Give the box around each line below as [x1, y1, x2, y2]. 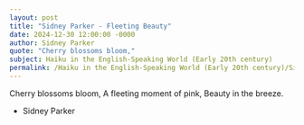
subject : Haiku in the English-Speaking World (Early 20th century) [9, 55, 273, 64]
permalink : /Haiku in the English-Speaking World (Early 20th [9, 64, 249, 73]
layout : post [9, 13, 59, 22]
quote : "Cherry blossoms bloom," [9, 47, 136, 56]
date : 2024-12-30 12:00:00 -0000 [9, 30, 136, 39]
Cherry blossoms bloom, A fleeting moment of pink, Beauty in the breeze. [9, 87, 284, 99]
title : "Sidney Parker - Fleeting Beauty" [9, 22, 172, 31]
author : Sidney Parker [9, 38, 95, 48]
